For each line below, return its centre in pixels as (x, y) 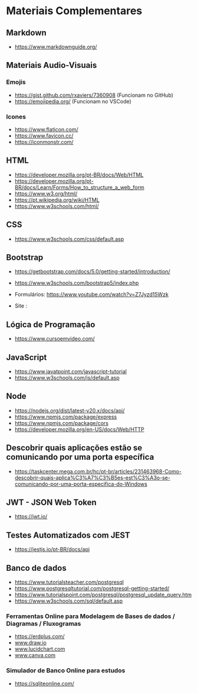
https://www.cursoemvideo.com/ (55, 339)
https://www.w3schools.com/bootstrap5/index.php (77, 283)
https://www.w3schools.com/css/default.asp (69, 239)
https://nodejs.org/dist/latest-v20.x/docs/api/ (70, 410)
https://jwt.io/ (31, 517)
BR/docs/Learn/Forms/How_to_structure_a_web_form (79, 187)
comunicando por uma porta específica (80, 457)
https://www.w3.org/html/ (46, 194)
